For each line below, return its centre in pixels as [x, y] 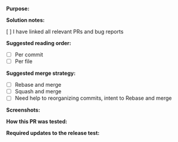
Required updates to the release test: [53, 133]
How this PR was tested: [37, 122]
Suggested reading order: [39, 43]
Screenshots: [23, 110]
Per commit [29, 55]
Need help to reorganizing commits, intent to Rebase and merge [93, 98]
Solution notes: [25, 20]
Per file [24, 61]
